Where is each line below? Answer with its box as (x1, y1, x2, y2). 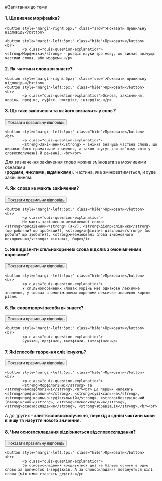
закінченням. (5, 174, 32, 180)
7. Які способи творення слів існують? (5, 349, 86, 355)
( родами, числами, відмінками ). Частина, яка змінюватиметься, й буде (5, 169, 156, 175)
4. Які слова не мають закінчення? (5, 186, 79, 191)
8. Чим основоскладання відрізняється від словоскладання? (5, 429, 136, 435)
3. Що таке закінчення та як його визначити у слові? (5, 108, 116, 113)
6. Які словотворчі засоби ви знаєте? (5, 305, 84, 310)
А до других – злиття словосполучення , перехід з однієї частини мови (5, 413, 155, 419)
